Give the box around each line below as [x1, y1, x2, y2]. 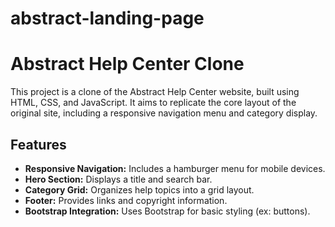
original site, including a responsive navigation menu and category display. [10, 107, 318, 119]
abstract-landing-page [10, 7, 205, 30]
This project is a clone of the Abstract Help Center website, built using [10, 86, 300, 98]
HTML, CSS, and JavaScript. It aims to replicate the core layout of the [10, 97, 297, 109]
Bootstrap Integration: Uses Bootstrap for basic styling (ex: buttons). [24, 205, 311, 217]
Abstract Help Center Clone [10, 53, 245, 76]
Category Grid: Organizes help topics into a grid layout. [24, 183, 255, 196]
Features [10, 136, 67, 153]
